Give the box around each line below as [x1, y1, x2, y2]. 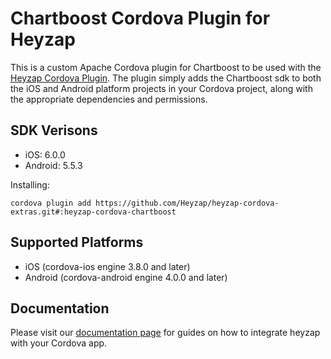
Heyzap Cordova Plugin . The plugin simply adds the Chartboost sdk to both [10, 72, 322, 84]
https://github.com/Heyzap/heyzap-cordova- [95, 198, 280, 208]
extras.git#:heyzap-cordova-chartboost [10, 207, 177, 217]
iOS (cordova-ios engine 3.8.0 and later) [24, 260, 191, 272]
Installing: [10, 178, 50, 191]
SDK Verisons [10, 122, 98, 139]
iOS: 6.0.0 [24, 148, 66, 161]
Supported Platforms [10, 234, 144, 251]
